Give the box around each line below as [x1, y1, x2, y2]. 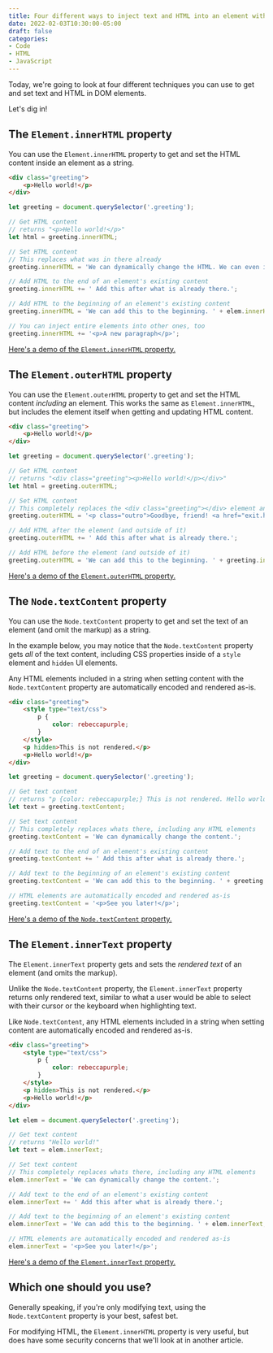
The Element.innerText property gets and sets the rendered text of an [8, 959, 242, 968]
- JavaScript [8, 58, 53, 66]
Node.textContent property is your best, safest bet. [8, 1311, 179, 1320]
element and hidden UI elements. [8, 658, 118, 668]
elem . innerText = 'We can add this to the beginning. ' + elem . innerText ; [8, 1220, 267, 1229]
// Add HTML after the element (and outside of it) [8, 526, 187, 535]
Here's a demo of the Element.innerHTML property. [8, 344, 176, 354]
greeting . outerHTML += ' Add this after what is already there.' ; [8, 534, 238, 542]
